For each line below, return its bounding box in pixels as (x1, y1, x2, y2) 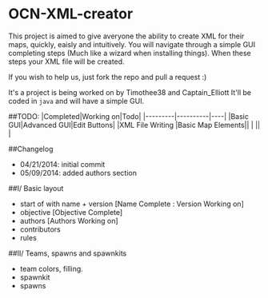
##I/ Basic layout (8, 183, 64, 193)
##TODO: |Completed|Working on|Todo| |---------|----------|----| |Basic (8, 111, 250, 121)
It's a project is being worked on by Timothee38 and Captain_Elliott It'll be (8, 87, 252, 97)
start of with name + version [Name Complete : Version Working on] (19, 199, 244, 209)
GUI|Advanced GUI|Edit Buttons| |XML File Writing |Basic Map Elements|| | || (8, 120, 261, 129)
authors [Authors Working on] (19, 216, 118, 225)
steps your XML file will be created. (8, 57, 126, 66)
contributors (19, 224, 62, 234)
